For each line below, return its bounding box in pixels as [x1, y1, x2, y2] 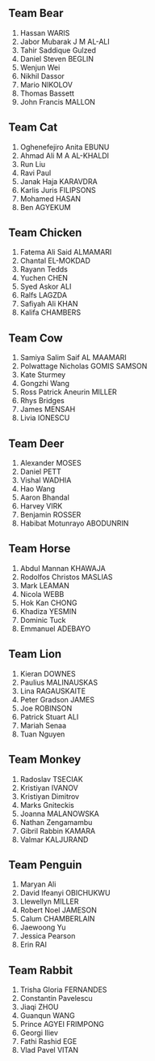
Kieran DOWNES [19, 668, 76, 678]
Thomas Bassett [19, 88, 75, 98]
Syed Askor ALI [19, 281, 72, 291]
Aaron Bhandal [19, 492, 70, 502]
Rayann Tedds [19, 264, 69, 274]
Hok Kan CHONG [19, 598, 78, 608]
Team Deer [8, 436, 65, 450]
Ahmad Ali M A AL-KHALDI [19, 150, 110, 161]
